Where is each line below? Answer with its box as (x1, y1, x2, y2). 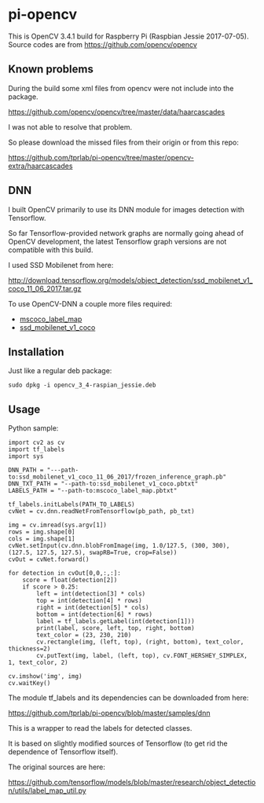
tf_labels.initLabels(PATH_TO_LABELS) (8, 500, 135, 508)
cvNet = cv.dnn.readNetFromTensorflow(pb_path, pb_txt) (8, 508, 195, 515)
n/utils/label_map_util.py (8, 786, 86, 795)
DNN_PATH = (8, 466, 44, 475)
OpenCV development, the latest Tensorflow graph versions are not (8, 236, 227, 246)
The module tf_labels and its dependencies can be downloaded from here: (8, 693, 249, 702)
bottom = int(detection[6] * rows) (36, 610, 153, 618)
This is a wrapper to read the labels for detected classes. (8, 724, 192, 733)
